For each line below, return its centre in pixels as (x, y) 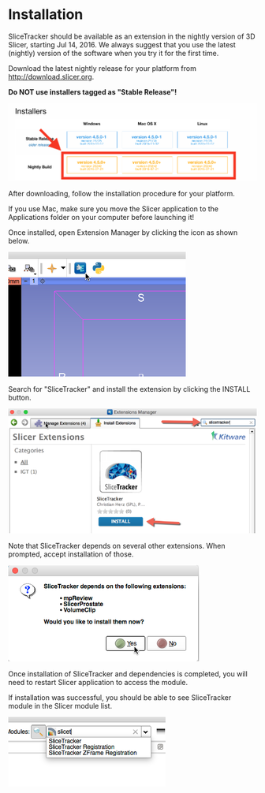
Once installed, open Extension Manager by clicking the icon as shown (123, 232)
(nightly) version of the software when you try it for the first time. (114, 53)
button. (20, 397)
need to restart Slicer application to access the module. (98, 682)
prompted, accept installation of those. (71, 554)
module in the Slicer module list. (60, 706)
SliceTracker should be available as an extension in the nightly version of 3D (132, 36)
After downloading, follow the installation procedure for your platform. (121, 193)
